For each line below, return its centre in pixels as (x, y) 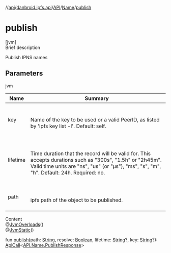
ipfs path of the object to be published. (77, 200)
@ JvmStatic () (20, 230)
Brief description (23, 47)
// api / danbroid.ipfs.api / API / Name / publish (48, 7)
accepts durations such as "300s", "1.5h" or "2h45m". (96, 160)
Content (14, 219)
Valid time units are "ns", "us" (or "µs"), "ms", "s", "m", (96, 166)
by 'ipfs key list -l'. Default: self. (68, 126)
